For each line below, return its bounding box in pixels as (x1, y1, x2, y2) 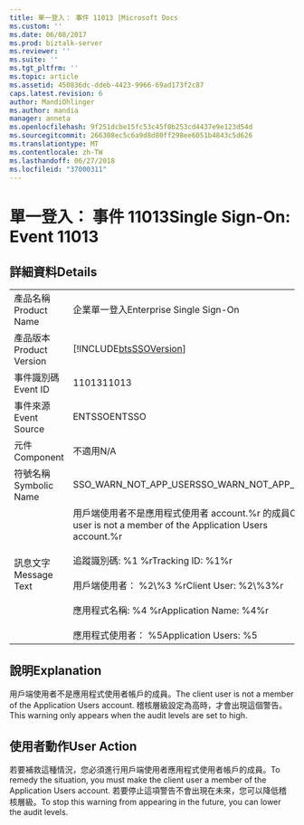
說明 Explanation (9, 662, 102, 678)
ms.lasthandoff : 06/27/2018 (9, 156, 116, 166)
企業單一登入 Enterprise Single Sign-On (72, 304, 240, 317)
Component (14, 451, 65, 464)
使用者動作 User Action (9, 738, 138, 754)
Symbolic (14, 479, 54, 492)
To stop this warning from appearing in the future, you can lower (41, 797, 282, 807)
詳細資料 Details (9, 264, 98, 280)
